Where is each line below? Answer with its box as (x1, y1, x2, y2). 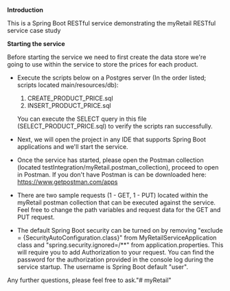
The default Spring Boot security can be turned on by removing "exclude (16, 226, 223, 234)
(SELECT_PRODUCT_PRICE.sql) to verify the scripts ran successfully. (16, 122, 213, 130)
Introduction (7, 6, 43, 14)
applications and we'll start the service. (16, 143, 128, 150)
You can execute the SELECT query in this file (16, 115, 147, 123)
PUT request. (16, 213, 55, 221)
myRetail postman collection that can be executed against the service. (16, 198, 216, 207)
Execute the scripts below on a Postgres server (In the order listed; (16, 73, 207, 82)
